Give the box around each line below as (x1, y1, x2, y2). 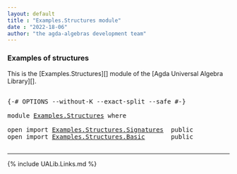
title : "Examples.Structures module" (7, 17, 121, 24)
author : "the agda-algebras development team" (7, 30, 147, 37)
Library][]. (7, 77, 37, 85)
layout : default (7, 10, 55, 18)
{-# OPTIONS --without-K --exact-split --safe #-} (7, 97, 186, 106)
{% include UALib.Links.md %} (7, 159, 97, 168)
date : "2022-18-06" (7, 23, 68, 30)
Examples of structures (7, 54, 90, 63)
